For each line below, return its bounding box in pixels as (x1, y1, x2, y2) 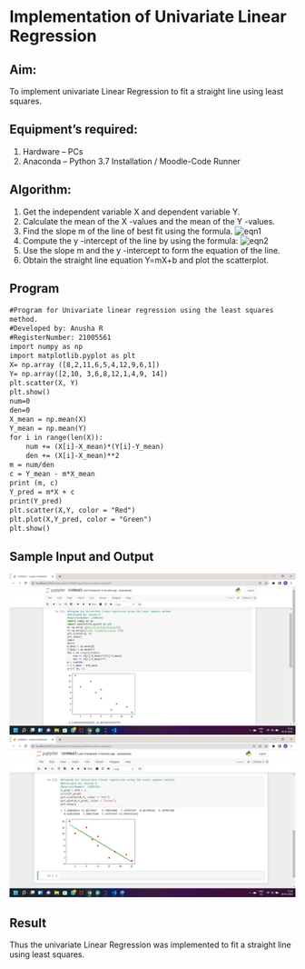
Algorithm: (9, 182, 72, 197)
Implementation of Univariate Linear (9, 6, 288, 27)
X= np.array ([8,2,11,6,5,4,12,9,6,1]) (9, 361, 161, 370)
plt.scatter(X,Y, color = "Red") (9, 506, 136, 515)
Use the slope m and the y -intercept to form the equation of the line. (22, 245, 280, 255)
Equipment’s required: (9, 122, 138, 137)
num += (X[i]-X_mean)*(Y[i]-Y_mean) (25, 443, 165, 452)
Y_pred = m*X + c (9, 488, 75, 497)
